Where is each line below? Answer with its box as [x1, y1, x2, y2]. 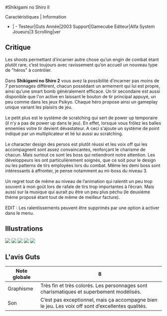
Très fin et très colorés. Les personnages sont [40, 282, 148, 289]
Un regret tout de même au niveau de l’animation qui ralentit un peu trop [5, 178, 153, 184]
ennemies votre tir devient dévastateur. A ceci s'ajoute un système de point [5, 125, 160, 131]
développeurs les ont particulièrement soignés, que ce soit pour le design [5, 157, 156, 163]
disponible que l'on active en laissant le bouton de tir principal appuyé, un [5, 93, 157, 99]
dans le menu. [5, 210, 34, 216]
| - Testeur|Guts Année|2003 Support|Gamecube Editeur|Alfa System [12, 23, 155, 29]
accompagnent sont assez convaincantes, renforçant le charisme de [5, 147, 146, 153]
